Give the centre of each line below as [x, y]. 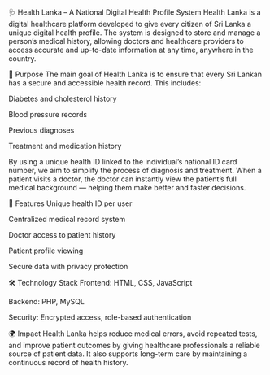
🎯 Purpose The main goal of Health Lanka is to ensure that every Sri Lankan [135, 74]
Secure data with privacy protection [68, 266]
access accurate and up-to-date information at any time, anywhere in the [131, 50]
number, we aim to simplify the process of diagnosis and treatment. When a [135, 170]
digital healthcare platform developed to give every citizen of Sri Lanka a [130, 24]
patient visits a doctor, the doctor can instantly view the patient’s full [123, 179]
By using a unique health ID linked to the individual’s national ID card [123, 161]
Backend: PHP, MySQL [47, 301]
